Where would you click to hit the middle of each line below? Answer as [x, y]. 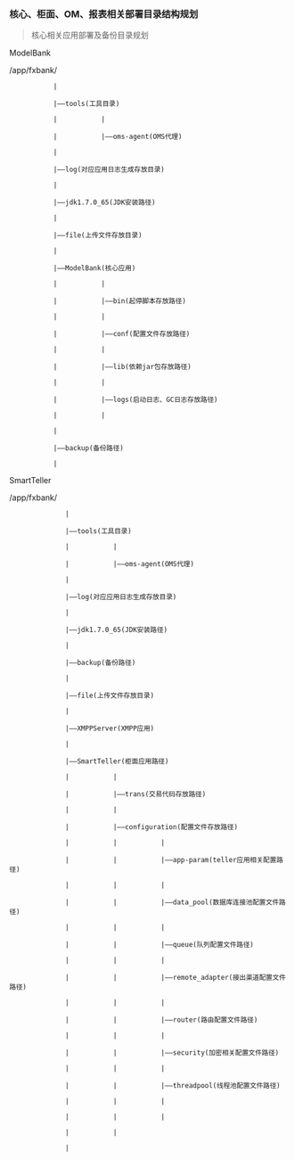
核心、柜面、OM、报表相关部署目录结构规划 [104, 13]
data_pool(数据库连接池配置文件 [226, 902]
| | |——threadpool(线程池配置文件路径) [173, 1086]
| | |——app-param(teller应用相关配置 [171, 860]
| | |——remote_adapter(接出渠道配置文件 [176, 978]
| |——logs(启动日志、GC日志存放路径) [135, 400]
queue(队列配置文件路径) [213, 945]
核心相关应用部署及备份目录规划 [90, 35]
